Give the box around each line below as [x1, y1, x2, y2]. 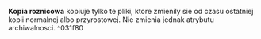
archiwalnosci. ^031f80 [8, 23, 84, 32]
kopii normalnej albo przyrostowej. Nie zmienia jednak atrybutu [8, 15, 214, 24]
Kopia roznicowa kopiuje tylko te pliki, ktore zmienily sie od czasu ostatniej [8, 7, 254, 16]
